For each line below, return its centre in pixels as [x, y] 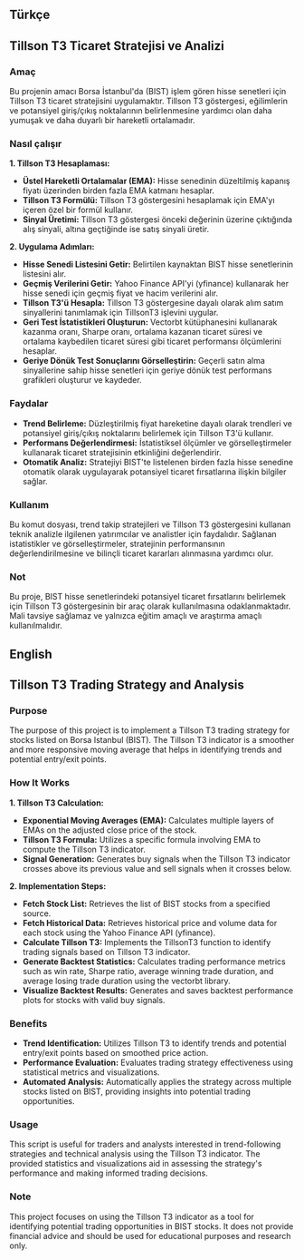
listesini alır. [44, 274]
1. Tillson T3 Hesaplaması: [60, 163]
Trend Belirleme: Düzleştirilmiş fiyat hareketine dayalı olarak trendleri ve [157, 423]
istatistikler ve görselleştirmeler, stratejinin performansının [118, 543]
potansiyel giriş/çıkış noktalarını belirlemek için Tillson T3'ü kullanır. [148, 433]
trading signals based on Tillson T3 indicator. [106, 952]
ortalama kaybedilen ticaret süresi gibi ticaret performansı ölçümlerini [152, 342]
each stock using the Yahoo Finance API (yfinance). [119, 933]
